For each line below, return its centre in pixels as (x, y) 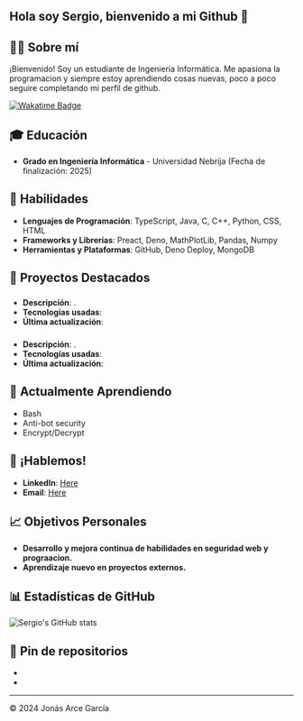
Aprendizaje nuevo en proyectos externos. (104, 567)
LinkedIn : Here (50, 482)
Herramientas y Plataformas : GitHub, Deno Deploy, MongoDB (138, 250)
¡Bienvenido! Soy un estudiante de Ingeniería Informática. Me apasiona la (145, 69)
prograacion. (47, 557)
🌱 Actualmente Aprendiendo (91, 392)
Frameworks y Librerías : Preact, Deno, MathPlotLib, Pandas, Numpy (150, 240)
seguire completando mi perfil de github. (85, 88)
